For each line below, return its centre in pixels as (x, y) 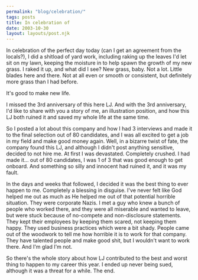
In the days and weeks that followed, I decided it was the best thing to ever (97, 184)
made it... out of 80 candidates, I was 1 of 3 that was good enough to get (95, 160)
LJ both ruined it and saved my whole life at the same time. (78, 117)
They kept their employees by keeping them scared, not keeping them (91, 222)
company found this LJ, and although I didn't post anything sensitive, (90, 148)
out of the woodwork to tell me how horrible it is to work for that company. (97, 235)
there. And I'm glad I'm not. (39, 247)
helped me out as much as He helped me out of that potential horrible (91, 197)
